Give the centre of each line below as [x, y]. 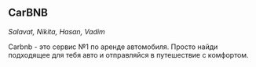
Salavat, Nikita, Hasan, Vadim [57, 31]
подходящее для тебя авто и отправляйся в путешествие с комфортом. [128, 55]
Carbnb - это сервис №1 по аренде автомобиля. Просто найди [113, 47]
